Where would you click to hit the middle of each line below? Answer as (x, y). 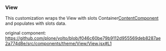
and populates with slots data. (36, 23)
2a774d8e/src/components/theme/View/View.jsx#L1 (58, 44)
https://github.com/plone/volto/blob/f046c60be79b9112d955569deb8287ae (83, 38)
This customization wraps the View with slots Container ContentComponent (82, 18)
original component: (26, 33)
